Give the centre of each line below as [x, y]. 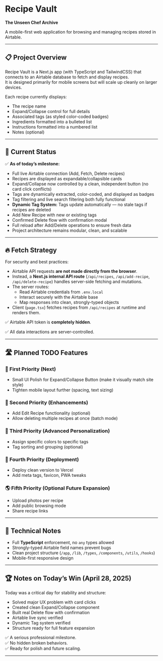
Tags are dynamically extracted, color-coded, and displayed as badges [83, 194]
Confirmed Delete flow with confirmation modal [59, 220]
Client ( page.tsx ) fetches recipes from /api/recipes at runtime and [79, 307]
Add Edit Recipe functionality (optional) [51, 413]
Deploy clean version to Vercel [43, 470]
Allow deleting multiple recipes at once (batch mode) [65, 418]
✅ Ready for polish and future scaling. [43, 648]
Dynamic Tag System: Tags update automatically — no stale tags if [80, 204]
